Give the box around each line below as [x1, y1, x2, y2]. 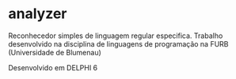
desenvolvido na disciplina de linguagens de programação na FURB [8, 39, 229, 48]
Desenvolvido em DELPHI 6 [8, 62, 98, 72]
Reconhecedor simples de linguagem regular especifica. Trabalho [8, 31, 223, 40]
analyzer [8, 5, 67, 23]
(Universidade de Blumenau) [8, 47, 101, 57]
